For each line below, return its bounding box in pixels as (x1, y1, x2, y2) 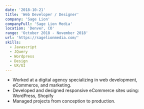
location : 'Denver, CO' (5, 26, 55, 31)
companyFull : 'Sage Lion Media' (5, 21, 72, 26)
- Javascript (9, 44, 37, 49)
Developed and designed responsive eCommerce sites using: (12, 87, 139, 93)
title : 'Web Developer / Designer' (5, 12, 79, 17)
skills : (5, 40, 21, 45)
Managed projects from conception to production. (12, 98, 116, 104)
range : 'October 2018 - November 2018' (5, 30, 88, 35)
